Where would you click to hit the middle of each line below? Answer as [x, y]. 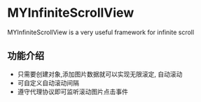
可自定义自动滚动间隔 [48, 82]
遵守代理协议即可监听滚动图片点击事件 [72, 92]
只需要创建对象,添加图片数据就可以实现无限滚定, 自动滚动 [100, 74]
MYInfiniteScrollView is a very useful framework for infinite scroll [101, 32]
